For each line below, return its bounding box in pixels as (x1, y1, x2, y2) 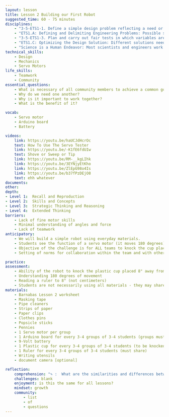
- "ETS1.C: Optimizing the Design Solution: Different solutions (14, 40, 154, 45)
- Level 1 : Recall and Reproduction (5, 194, 84, 199)
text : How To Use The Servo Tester (14, 143, 89, 148)
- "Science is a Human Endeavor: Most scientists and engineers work (14, 45, 163, 50)
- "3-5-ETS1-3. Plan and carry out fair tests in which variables (14, 36, 156, 41)
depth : (5, 189, 19, 194)
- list (23, 395, 37, 400)
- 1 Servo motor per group (14, 329, 71, 335)
